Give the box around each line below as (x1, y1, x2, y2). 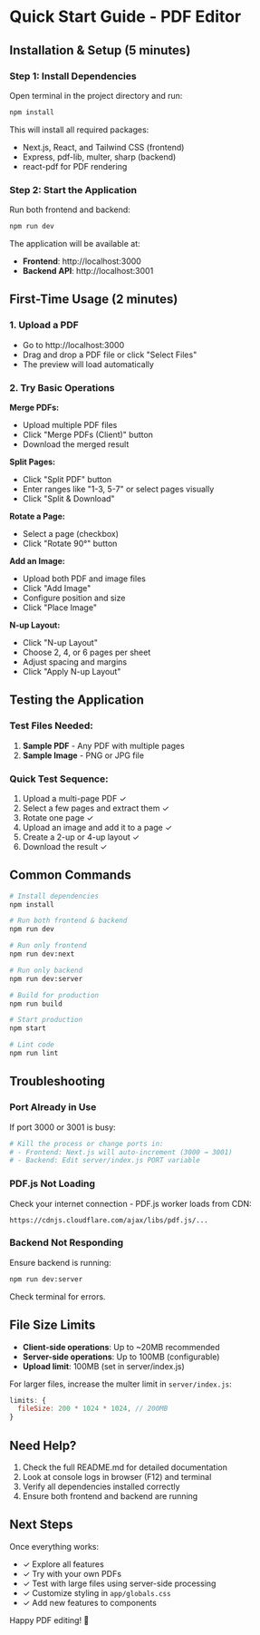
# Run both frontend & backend (9, 916, 128, 926)
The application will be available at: (9, 238, 140, 248)
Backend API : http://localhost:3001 (22, 265, 154, 276)
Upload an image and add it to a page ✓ (22, 822, 173, 832)
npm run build (9, 999, 63, 1008)
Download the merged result (22, 438, 130, 450)
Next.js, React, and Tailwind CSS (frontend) (22, 141, 185, 152)
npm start (9, 1024, 47, 1033)
